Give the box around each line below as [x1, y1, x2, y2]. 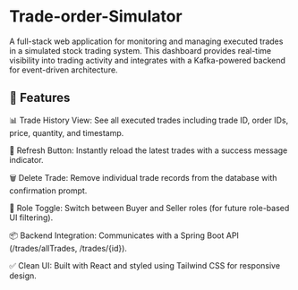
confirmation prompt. [9, 185, 88, 196]
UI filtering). [9, 212, 54, 223]
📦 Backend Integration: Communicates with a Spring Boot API [9, 230, 240, 241]
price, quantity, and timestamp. [9, 127, 124, 138]
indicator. [9, 154, 44, 165]
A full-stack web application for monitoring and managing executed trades [9, 36, 284, 47]
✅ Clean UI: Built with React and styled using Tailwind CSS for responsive [9, 260, 280, 270]
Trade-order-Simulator [9, 6, 183, 27]
